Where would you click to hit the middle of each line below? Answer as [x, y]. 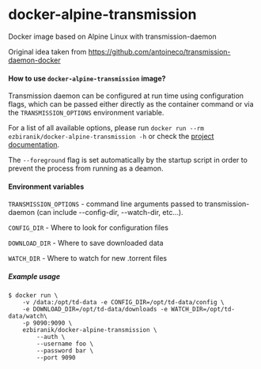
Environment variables [46, 186]
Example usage [34, 276]
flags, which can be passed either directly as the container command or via [131, 104]
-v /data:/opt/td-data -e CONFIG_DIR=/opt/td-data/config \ [123, 303]
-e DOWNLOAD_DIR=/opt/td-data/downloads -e [95, 310]
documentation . [34, 145]
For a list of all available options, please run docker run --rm [106, 128]
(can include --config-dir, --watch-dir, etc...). [110, 213]
